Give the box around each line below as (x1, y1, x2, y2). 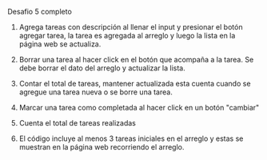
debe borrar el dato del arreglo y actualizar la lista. (18, 63, 185, 73)
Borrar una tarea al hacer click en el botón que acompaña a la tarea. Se (18, 55, 254, 64)
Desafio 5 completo (7, 7, 73, 16)
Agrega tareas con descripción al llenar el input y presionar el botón (18, 22, 243, 31)
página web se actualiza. (18, 39, 102, 49)
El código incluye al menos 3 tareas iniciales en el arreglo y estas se (18, 134, 244, 143)
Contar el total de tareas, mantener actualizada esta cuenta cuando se (18, 79, 251, 88)
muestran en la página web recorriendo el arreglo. (18, 142, 185, 151)
